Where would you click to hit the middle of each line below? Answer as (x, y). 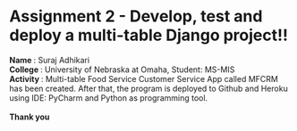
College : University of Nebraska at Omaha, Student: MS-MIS (122, 70)
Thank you (30, 117)
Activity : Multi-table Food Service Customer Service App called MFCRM (144, 78)
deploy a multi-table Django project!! (149, 35)
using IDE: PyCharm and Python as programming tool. (109, 98)
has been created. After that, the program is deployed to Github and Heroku (148, 88)
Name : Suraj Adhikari (50, 60)
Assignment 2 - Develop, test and (136, 16)
